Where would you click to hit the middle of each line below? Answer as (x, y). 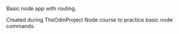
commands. (21, 26)
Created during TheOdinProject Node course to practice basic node (89, 20)
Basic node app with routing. (41, 8)
